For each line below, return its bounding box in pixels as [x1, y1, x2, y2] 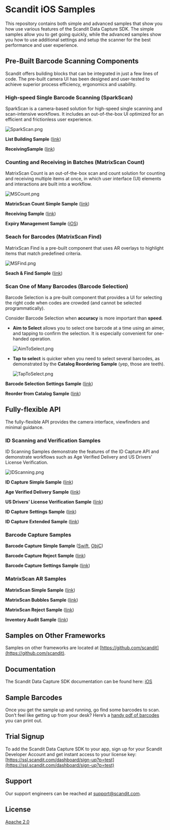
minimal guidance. [5, 424, 44, 430]
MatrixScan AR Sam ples [5, 575, 67, 582]
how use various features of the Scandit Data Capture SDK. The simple [5, 25, 154, 32]
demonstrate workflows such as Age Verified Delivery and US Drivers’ [5, 454, 153, 460]
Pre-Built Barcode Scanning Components [5, 57, 139, 66]
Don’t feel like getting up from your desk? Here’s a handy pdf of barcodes [5, 712, 159, 718]
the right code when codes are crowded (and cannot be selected [5, 300, 141, 306]
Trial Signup [5, 732, 45, 741]
